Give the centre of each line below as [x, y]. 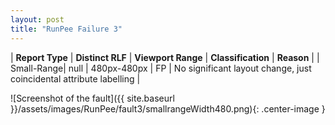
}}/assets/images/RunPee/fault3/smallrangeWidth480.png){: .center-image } [168, 108]
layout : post [37, 19]
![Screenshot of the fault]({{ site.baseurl [92, 98]
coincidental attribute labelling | [75, 78]
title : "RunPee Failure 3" [66, 29]
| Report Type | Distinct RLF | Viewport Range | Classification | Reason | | [165, 57]
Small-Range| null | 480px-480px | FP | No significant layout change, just [161, 68]
